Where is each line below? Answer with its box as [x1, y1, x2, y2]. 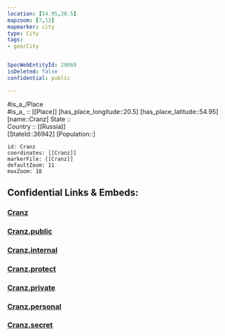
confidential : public [7, 74, 71, 81]
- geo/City [7, 43, 39, 50]
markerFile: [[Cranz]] [7, 155, 74, 162]
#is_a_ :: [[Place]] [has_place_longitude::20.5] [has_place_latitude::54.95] [7, 107, 219, 115]
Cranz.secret [7, 320, 53, 330]
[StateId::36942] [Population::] [7, 129, 96, 138]
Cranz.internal [7, 245, 58, 255]
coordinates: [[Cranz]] [7, 149, 77, 156]
